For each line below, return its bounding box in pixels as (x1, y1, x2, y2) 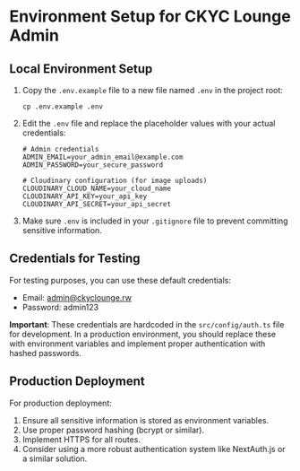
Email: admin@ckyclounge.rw (21, 292, 133, 302)
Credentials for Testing (9, 251, 141, 266)
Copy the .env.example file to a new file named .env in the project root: (21, 85, 284, 95)
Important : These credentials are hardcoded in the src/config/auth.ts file (9, 318, 285, 329)
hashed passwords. (9, 347, 82, 358)
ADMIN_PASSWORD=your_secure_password (21, 161, 164, 170)
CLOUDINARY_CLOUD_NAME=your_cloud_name (21, 184, 172, 193)
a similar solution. (21, 453, 88, 464)
